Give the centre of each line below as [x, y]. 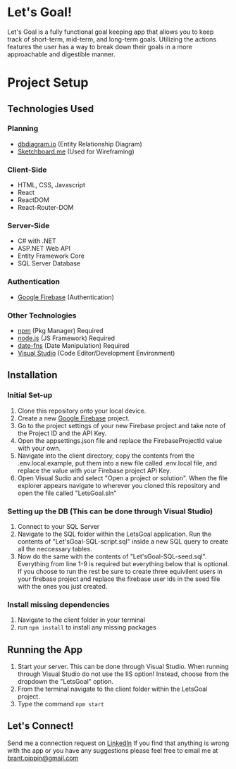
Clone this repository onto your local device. [82, 411]
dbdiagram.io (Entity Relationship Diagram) [80, 144]
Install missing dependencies [59, 604]
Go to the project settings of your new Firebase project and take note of [122, 425]
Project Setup [48, 83]
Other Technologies [42, 315]
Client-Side [27, 170]
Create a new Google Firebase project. [74, 418]
